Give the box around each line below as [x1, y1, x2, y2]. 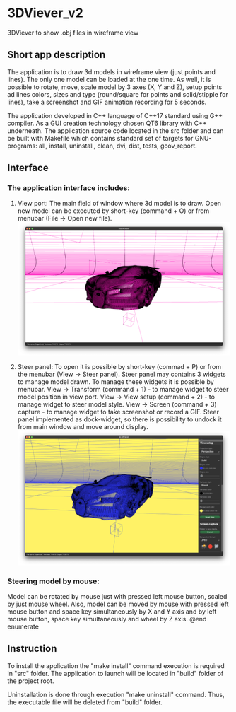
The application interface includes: [7, 183, 131, 193]
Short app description [7, 49, 106, 61]
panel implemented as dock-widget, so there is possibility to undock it [17, 415, 223, 424]
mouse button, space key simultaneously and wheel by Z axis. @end [7, 614, 207, 623]
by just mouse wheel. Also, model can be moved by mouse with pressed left [7, 600, 229, 608]
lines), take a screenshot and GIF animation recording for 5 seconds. [7, 98, 207, 106]
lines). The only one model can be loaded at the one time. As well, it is [7, 75, 211, 83]
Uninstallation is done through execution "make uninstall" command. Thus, [7, 690, 225, 699]
